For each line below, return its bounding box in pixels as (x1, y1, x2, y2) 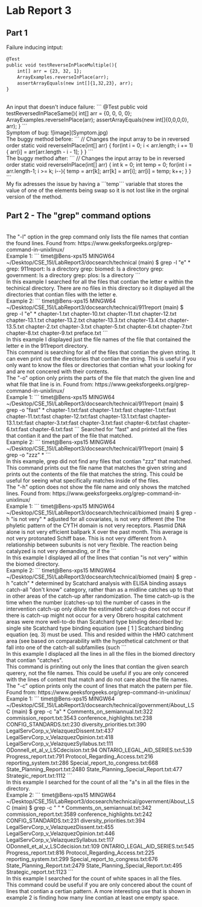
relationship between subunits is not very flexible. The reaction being (6, 541, 178, 548)
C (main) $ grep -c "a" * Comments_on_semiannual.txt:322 (6, 708, 153, 715)
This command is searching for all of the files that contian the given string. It (6, 348, 196, 356)
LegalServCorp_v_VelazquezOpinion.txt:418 (6, 733, 114, 740)
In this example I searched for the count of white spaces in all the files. (6, 874, 182, 882)
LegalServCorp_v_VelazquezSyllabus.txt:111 (6, 740, 113, 747)
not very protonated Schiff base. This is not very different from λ (6, 534, 167, 542)
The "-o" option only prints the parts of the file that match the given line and (6, 374, 195, 381)
